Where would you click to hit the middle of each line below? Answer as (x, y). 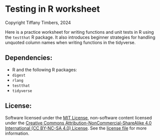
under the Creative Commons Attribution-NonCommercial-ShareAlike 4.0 (79, 123)
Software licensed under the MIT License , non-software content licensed (79, 117)
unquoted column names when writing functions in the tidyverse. (70, 42)
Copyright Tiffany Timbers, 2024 (38, 23)
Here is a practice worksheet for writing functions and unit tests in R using (80, 32)
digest (19, 75)
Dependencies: (29, 58)
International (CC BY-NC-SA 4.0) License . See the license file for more (76, 128)
